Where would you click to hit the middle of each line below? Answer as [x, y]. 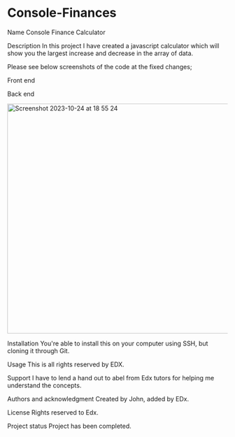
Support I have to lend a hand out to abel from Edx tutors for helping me [111, 378]
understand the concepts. [44, 385]
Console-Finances [62, 13]
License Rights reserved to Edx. [53, 412]
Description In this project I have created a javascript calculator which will [113, 45]
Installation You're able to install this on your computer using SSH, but [108, 343]
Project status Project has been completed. [69, 426]
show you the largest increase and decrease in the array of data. [100, 53]
